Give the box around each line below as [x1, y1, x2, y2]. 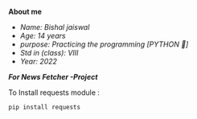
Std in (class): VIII [19, 48, 79, 57]
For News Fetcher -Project [8, 72, 98, 81]
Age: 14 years [19, 31, 66, 40]
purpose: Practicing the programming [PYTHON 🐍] [19, 39, 189, 49]
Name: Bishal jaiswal [19, 23, 90, 31]
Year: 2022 [19, 56, 58, 66]
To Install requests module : [8, 88, 101, 97]
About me [8, 7, 43, 16]
